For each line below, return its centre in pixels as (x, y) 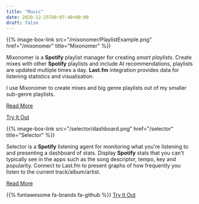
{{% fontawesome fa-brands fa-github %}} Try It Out (71, 195)
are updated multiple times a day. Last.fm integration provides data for (93, 70)
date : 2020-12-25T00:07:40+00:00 (48, 17)
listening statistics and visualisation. (50, 76)
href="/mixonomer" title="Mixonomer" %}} (59, 46)
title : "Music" (25, 12)
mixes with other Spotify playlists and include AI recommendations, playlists (99, 64)
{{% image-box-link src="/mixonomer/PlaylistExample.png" (79, 40)
